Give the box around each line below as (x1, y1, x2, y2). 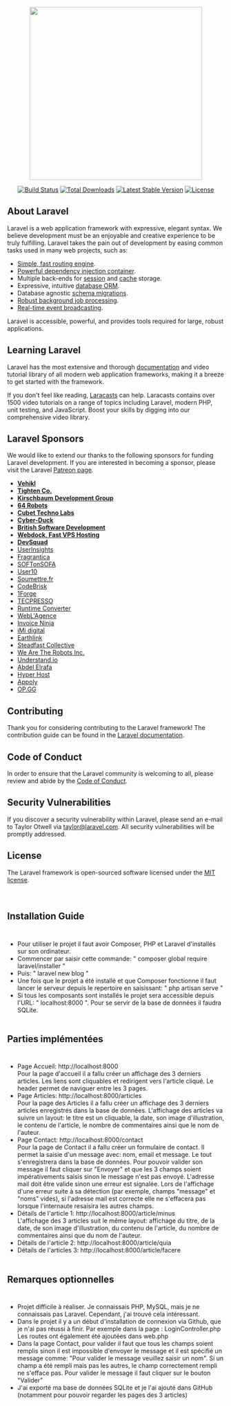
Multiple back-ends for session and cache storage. (17, 274, 162, 282)
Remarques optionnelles (7, 1273, 114, 1285)
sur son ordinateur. (17, 947, 71, 955)
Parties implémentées (7, 1033, 103, 1045)
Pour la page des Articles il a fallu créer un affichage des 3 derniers (17, 1099, 209, 1107)
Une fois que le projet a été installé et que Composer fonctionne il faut (17, 976, 217, 985)
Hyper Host (17, 670, 50, 679)
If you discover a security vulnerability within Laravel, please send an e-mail (7, 815, 223, 823)
